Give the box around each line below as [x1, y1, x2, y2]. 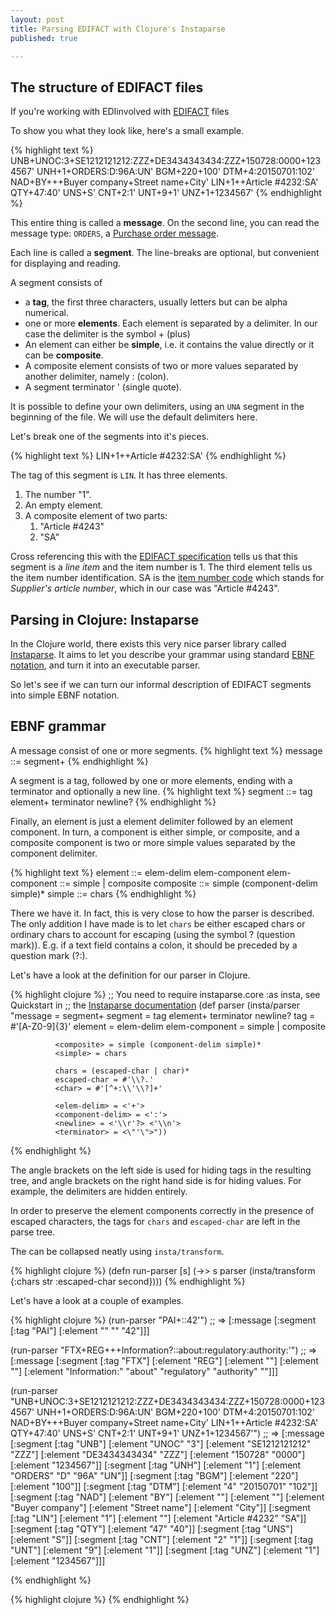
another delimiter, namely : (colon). [24, 371, 170, 383]
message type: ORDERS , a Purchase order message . [10, 227, 220, 240]
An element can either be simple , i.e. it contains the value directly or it [24, 339, 315, 351]
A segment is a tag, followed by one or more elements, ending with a [10, 774, 293, 786]
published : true [10, 33, 78, 43]
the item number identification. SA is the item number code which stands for [10, 572, 325, 584]
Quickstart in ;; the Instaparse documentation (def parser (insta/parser [10, 999, 300, 1011]
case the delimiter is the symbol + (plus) [24, 328, 191, 340]
